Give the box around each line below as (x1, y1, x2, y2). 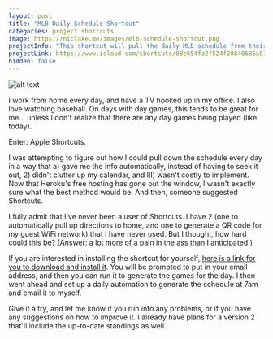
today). (8, 121, 32, 131)
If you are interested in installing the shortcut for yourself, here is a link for (8, 253, 256, 263)
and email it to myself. (8, 288, 82, 298)
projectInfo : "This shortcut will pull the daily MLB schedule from (8, 42, 245, 50)
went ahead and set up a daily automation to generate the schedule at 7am (8, 279, 258, 289)
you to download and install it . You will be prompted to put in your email (8, 262, 248, 272)
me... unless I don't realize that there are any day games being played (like (8, 112, 258, 122)
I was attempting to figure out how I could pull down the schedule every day (8, 152, 262, 163)
